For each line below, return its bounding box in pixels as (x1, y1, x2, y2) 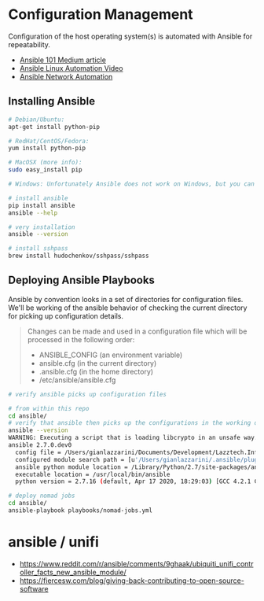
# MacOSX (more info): (8, 159, 82, 167)
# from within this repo (8, 404, 90, 412)
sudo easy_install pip (8, 166, 82, 174)
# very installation (8, 223, 76, 231)
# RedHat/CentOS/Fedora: (8, 137, 90, 145)
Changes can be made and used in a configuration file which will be (27, 326, 247, 336)
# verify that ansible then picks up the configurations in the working (8, 419, 251, 427)
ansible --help (8, 208, 58, 217)
